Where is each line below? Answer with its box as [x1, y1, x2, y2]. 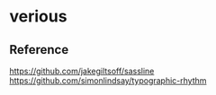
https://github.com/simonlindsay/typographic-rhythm [9, 75, 207, 86]
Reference [9, 42, 69, 57]
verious [9, 6, 67, 27]
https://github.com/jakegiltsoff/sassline [9, 65, 155, 76]
